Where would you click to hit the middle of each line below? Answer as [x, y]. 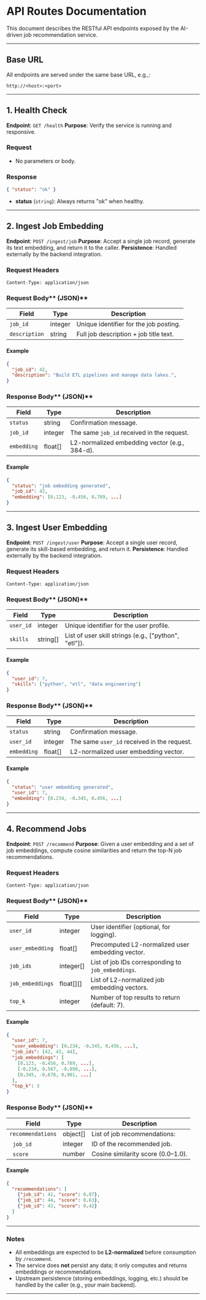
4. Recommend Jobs [47, 829]
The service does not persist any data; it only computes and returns [101, 1266]
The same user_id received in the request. [131, 742]
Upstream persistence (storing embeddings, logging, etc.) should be [101, 1279]
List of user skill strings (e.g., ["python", [122, 636]
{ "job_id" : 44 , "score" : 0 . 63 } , [59, 1201]
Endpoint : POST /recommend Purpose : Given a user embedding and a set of [100, 844]
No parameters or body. [45, 161]
